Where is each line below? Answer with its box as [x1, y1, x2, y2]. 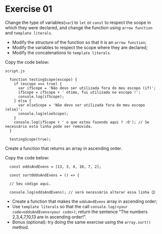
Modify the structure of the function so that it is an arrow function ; [12, 39, 147, 45]
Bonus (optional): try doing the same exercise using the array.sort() [12, 219, 151, 225]
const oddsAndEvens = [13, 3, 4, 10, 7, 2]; [9, 164, 101, 169]
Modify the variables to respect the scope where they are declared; [12, 44, 148, 50]
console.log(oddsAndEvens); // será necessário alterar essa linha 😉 [9, 190, 156, 195]
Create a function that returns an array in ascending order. [5, 145, 122, 151]
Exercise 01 [5, 3, 53, 15]
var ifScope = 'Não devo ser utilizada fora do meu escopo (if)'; [18, 85, 156, 91]
